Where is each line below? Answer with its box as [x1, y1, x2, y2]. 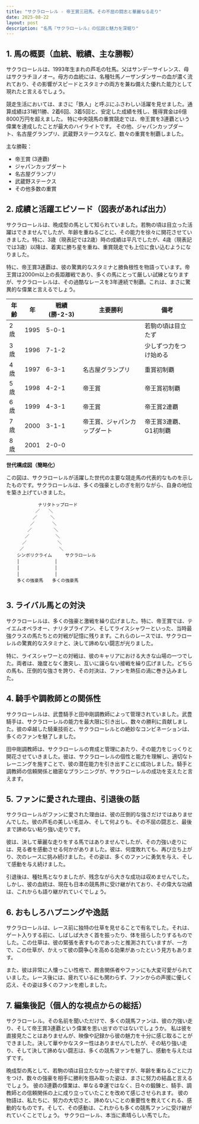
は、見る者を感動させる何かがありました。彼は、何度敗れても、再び [6, 846, 172, 853]
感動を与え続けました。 [11, 861, 69, 868]
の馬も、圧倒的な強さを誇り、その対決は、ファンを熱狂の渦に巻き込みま [6, 667, 182, 674]
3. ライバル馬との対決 [6, 601, 85, 611]
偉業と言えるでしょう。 [21, 286, 79, 293]
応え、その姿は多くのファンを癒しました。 [6, 981, 110, 989]
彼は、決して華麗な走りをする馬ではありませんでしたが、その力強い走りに [6, 838, 188, 845]
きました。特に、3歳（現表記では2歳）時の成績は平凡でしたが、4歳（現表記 [6, 236, 192, 243]
